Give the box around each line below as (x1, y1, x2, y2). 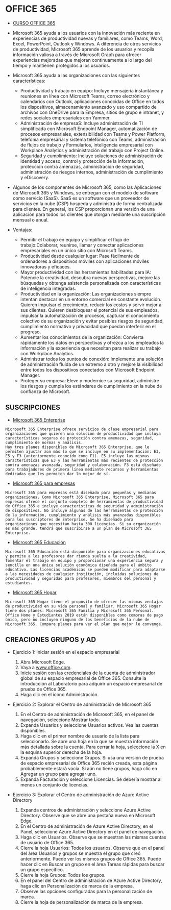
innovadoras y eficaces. (20, 263, 71, 269)
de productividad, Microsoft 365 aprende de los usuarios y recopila (12, 46, 155, 52)
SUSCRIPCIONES (5, 403, 60, 412)
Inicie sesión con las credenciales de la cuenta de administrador (20, 670, 156, 676)
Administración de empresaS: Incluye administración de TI (20, 120, 143, 126)
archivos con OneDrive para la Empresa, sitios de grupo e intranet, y (20, 109, 164, 115)
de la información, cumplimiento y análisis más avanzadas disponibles (5, 512, 161, 518)
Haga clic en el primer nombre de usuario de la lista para (20, 733, 140, 739)
